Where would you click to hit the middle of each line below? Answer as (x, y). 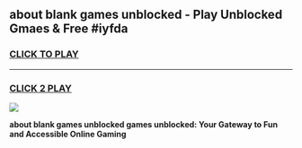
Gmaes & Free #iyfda (69, 29)
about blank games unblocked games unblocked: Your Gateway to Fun (144, 124)
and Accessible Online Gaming (68, 134)
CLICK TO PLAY (44, 55)
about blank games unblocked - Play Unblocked (146, 15)
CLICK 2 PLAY (40, 88)
